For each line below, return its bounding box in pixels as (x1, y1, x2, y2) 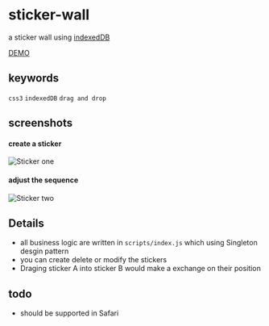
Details (8, 216, 44, 230)
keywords (8, 71, 59, 86)
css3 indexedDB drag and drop (8, 94, 107, 102)
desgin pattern (19, 246, 69, 256)
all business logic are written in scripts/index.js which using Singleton (19, 238, 258, 248)
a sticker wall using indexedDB (8, 32, 110, 42)
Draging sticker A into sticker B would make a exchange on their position (19, 264, 262, 274)
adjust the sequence (8, 175, 79, 185)
